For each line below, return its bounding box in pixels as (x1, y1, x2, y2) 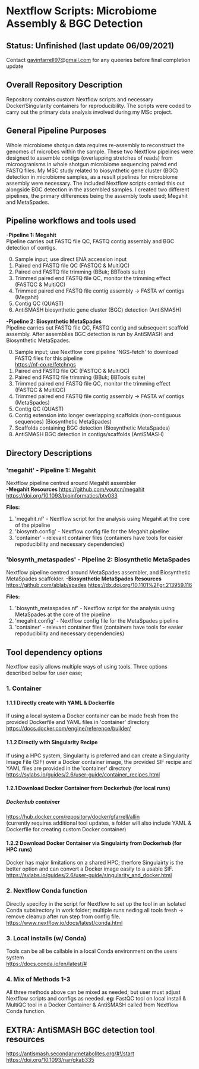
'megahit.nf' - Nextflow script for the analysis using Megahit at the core (14, 515, 190, 523)
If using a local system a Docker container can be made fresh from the (6, 712, 179, 719)
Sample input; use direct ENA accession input (14, 256, 127, 263)
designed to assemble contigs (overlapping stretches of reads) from (6, 154, 173, 161)
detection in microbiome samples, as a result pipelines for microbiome (6, 173, 178, 180)
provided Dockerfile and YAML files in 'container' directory (6, 719, 150, 726)
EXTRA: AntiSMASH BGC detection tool (6, 1025, 155, 1035)
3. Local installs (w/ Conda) (6, 934, 87, 942)
